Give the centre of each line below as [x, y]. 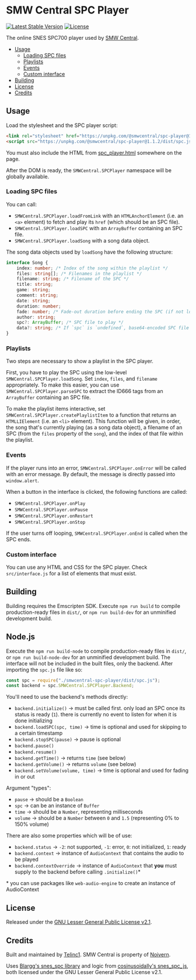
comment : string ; [38, 296]
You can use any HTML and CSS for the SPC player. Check [77, 567]
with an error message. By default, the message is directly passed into [91, 474]
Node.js [21, 637]
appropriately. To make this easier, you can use [63, 385]
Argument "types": [29, 788]
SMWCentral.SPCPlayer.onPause [51, 510]
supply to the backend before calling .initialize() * [78, 872]
